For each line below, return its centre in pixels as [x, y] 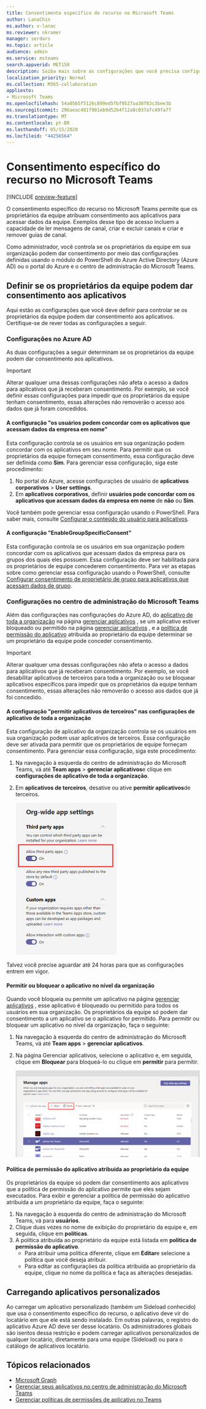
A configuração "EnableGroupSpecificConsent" [69, 533]
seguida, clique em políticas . [52, 1234]
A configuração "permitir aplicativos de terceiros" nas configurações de [101, 711]
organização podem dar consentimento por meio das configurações [93, 253]
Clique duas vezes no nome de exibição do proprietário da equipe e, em [106, 1227]
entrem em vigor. [28, 972]
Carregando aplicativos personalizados [83, 1292]
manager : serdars [29, 39]
